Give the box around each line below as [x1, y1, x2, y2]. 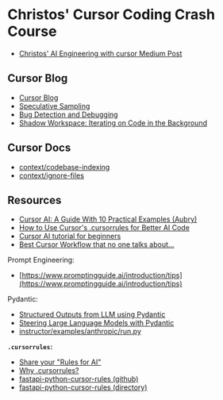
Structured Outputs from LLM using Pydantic [18, 310, 166, 319]
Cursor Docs [7, 141, 71, 155]
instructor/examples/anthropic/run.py [18, 327, 142, 337]
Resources [7, 193, 62, 207]
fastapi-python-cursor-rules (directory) [18, 383, 148, 392]
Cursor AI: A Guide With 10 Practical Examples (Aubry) [18, 214, 198, 224]
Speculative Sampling [18, 101, 90, 110]
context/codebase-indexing [18, 162, 110, 171]
